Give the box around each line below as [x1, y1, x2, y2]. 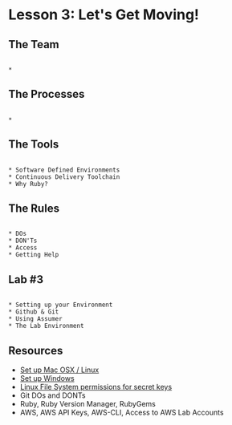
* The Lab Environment [8, 322, 84, 330]
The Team [8, 38, 60, 51]
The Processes [8, 87, 85, 101]
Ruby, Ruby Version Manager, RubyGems [19, 399, 157, 409]
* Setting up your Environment [8, 301, 113, 310]
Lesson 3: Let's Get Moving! [8, 6, 199, 24]
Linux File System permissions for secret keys [19, 382, 173, 392]
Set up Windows [19, 374, 75, 383]
